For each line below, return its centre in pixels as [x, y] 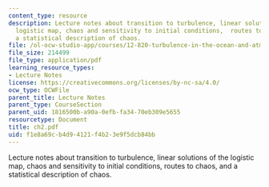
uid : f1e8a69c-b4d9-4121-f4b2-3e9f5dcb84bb [82, 134]
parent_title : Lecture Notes [57, 97]
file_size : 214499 [39, 53]
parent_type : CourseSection [55, 105]
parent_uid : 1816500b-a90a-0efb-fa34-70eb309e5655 [94, 113]
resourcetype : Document [48, 120]
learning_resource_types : [51, 68]
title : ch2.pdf [34, 127]
